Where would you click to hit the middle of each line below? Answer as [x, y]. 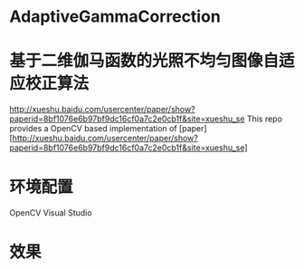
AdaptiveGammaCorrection [115, 17]
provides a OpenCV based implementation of [94, 129]
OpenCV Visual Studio [51, 213]
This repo [265, 119]
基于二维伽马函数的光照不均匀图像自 [144, 61]
